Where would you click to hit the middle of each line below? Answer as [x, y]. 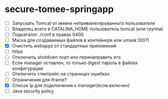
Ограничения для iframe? [39, 79]
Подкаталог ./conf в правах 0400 [48, 35]
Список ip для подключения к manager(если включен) [71, 85]
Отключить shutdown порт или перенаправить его [66, 57]
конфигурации [27, 68]
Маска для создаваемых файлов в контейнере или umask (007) [80, 40]
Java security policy [33, 91]
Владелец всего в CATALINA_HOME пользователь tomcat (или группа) [88, 29]
